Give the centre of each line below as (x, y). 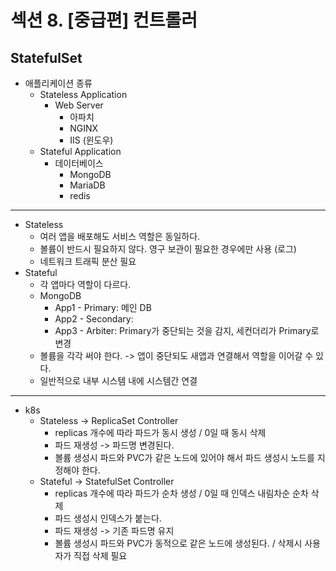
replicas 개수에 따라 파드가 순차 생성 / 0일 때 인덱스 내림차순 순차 (181, 493)
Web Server (79, 105)
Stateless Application (83, 94)
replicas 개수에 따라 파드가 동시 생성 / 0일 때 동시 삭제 (160, 432)
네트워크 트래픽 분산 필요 (88, 261)
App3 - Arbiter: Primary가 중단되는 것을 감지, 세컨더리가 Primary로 (187, 330)
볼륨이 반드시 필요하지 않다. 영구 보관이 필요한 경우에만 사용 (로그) (168, 249)
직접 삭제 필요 (100, 555)
